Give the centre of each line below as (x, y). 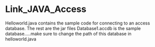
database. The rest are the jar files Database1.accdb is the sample (73, 28)
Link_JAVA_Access (46, 9)
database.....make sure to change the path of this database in (68, 33)
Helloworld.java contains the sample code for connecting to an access (77, 23)
